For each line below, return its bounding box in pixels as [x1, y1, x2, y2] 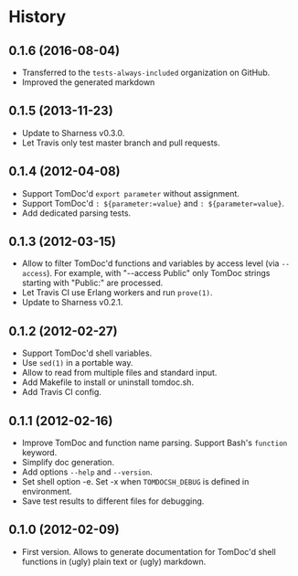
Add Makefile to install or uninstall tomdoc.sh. [21, 377, 194, 388]
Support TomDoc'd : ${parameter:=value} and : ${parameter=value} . [21, 197, 285, 208]
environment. [21, 486, 72, 497]
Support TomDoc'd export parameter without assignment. [21, 187, 239, 198]
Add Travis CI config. [21, 387, 102, 398]
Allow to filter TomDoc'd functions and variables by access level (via [21, 258, 280, 269]
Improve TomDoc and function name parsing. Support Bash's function [21, 437, 288, 449]
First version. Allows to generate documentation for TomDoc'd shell [21, 546, 276, 557]
